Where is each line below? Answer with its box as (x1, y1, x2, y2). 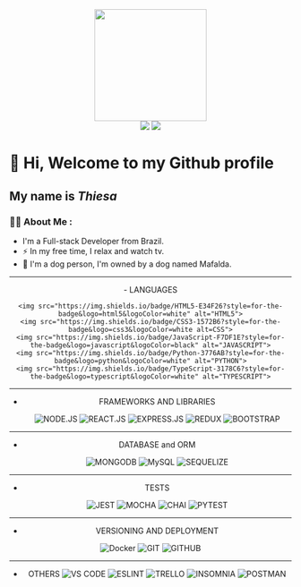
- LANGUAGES (123, 284, 178, 294)
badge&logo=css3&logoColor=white (68, 325, 193, 334)
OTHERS (28, 568, 60, 579)
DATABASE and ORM (118, 438, 196, 450)
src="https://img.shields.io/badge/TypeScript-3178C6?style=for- (35, 364, 285, 373)
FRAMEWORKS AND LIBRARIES (99, 396, 216, 406)
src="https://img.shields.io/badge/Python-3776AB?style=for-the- (35, 348, 285, 357)
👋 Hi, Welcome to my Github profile (9, 153, 275, 174)
